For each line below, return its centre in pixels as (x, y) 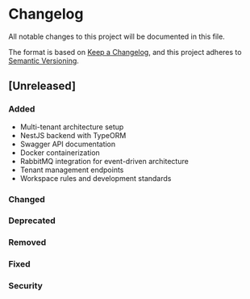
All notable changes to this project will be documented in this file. (117, 36)
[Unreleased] (42, 86)
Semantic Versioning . (44, 61)
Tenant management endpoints (72, 170)
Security (25, 286)
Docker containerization (60, 152)
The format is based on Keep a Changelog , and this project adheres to (125, 52)
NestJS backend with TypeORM (73, 135)
